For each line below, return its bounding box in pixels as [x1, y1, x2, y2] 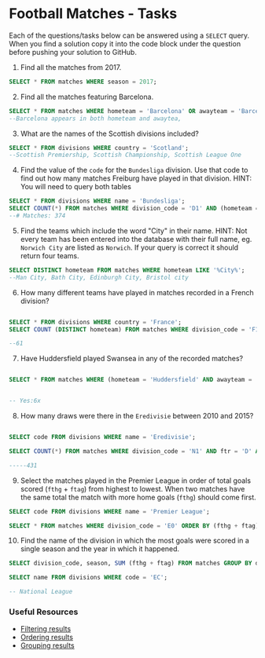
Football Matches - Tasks [9, 5, 178, 23]
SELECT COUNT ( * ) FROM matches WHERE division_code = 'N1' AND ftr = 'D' [9, 447, 252, 455]
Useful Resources [9, 606, 79, 617]
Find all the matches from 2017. [20, 62, 122, 71]
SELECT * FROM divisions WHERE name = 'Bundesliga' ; [9, 197, 186, 205]
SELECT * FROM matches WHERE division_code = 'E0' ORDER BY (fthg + [9, 521, 238, 530]
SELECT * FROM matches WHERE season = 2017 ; [9, 78, 157, 86]
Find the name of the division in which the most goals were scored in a [20, 536, 250, 546]
